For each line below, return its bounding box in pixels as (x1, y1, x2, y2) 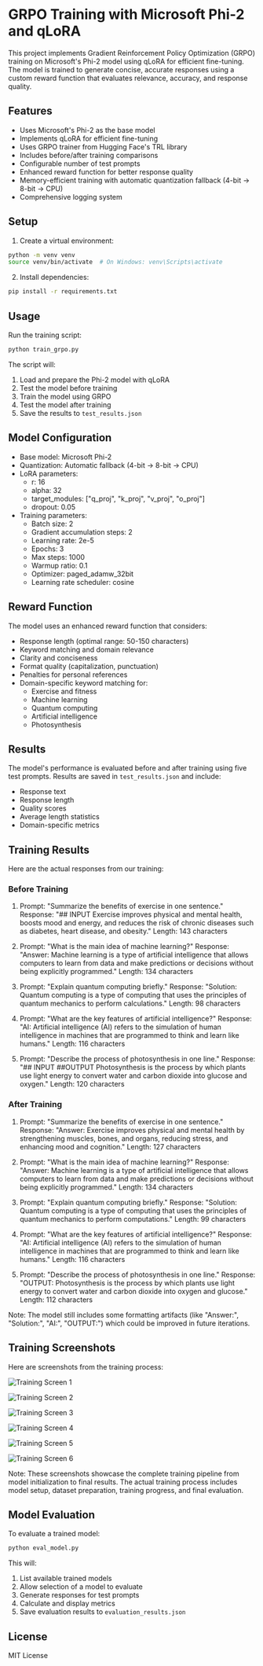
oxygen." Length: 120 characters (19, 1079, 125, 1089)
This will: (8, 1558, 37, 1568)
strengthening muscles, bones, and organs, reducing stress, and (19, 1134, 228, 1143)
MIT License (8, 1651, 49, 1660)
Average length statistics (19, 812, 100, 822)
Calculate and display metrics (19, 1598, 115, 1609)
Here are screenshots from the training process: (8, 1362, 163, 1371)
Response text (19, 787, 67, 796)
